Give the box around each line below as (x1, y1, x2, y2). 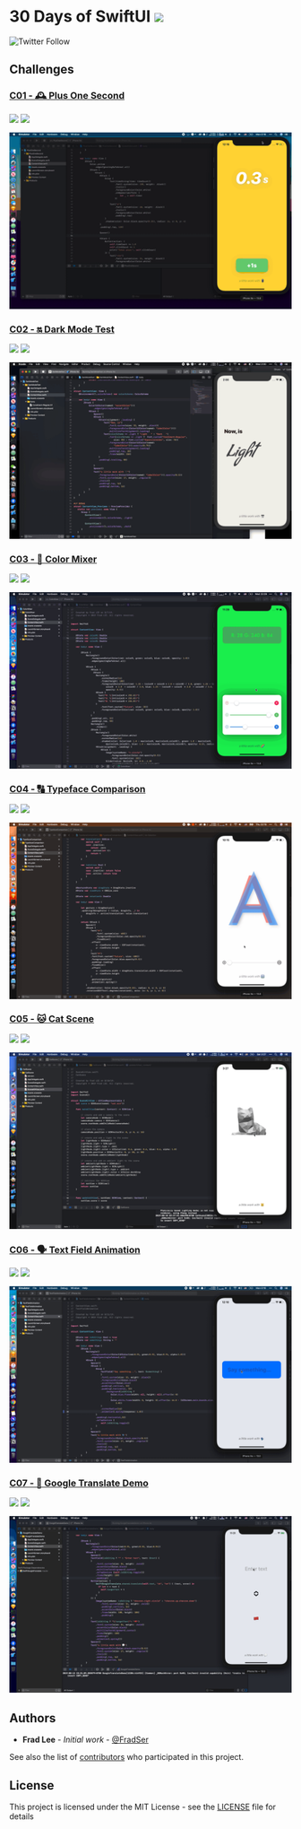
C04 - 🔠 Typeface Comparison (9, 783, 146, 796)
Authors (9, 1711, 56, 1726)
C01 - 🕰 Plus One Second (9, 90, 125, 102)
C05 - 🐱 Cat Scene (9, 1013, 95, 1025)
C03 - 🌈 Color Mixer (9, 553, 98, 565)
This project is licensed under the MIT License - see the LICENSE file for (9, 1801, 276, 1813)
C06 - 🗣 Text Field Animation (9, 1243, 141, 1256)
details (9, 1811, 34, 1822)
